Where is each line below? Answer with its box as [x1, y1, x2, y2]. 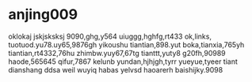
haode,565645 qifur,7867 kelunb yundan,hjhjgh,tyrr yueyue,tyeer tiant [8, 57, 238, 66]
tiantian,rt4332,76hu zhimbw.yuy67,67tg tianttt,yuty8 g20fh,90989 [8, 48, 226, 58]
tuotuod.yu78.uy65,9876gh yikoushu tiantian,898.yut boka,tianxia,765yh [8, 39, 245, 49]
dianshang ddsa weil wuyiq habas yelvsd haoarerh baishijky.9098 [8, 65, 223, 74]
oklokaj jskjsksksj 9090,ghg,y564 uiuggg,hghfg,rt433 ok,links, [8, 32, 212, 41]
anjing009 [8, 6, 78, 24]
